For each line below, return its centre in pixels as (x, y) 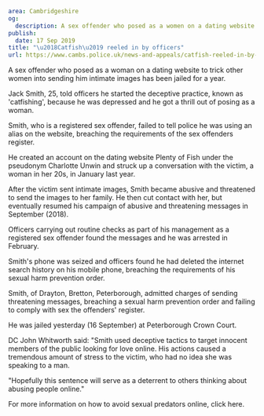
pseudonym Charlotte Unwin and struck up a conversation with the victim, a (131, 166)
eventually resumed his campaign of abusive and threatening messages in (128, 206)
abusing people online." (46, 389)
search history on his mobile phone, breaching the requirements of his (122, 270)
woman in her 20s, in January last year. (72, 174)
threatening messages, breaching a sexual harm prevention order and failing (132, 301)
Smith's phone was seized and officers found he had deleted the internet (126, 261)
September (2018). (38, 214)
